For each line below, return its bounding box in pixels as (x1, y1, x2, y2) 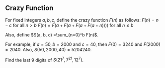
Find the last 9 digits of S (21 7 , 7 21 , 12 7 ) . (5, 56, 83, 63)
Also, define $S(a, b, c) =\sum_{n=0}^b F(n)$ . (5, 32, 98, 37)
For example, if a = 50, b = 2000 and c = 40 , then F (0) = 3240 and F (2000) (5, 41, 161, 47)
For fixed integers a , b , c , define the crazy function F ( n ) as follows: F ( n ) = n (5, 17, 159, 23)
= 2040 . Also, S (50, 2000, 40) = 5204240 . (5, 46, 92, 52)
